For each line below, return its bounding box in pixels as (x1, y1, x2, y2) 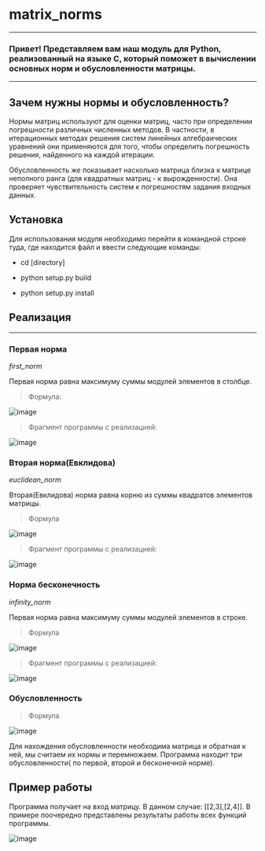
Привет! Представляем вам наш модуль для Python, (9, 43, 222, 54)
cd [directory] (20, 257, 65, 267)
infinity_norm (9, 597, 51, 606)
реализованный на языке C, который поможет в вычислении (9, 53, 256, 64)
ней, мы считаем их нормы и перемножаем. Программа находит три (9, 750, 243, 759)
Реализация (9, 311, 72, 324)
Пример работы (9, 781, 93, 794)
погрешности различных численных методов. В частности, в (9, 125, 215, 134)
